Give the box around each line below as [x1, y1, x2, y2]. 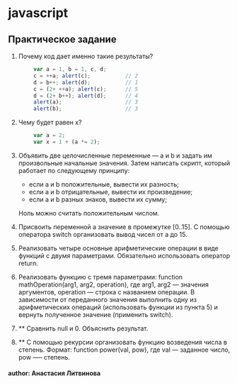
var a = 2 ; [33, 132, 66, 139]
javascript [8, 5, 69, 21]
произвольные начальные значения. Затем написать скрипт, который [18, 158, 231, 167]
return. [18, 259, 38, 267]
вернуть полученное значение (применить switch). [18, 310, 173, 318]
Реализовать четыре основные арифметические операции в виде [18, 243, 219, 252]
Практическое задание [8, 33, 117, 45]
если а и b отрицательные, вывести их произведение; [28, 187, 193, 196]
